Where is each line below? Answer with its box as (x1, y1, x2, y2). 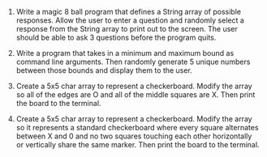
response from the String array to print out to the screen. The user (15, 24, 238, 33)
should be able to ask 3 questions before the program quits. (15, 32, 217, 42)
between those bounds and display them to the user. (15, 66, 192, 75)
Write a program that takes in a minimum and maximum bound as (15, 49, 235, 57)
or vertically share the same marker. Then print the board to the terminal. (15, 140, 260, 149)
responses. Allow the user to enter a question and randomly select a (15, 15, 245, 25)
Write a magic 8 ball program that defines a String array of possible (15, 7, 242, 16)
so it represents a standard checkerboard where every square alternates (15, 123, 259, 132)
